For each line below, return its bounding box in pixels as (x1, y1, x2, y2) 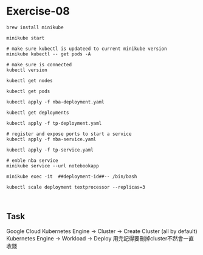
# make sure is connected (6, 61, 72, 68)
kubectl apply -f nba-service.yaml (6, 136, 97, 142)
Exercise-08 (6, 4, 70, 18)
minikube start (6, 35, 45, 41)
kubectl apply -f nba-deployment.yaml (6, 99, 105, 105)
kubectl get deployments (6, 110, 69, 116)
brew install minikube (6, 24, 64, 30)
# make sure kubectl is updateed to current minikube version (6, 46, 167, 52)
